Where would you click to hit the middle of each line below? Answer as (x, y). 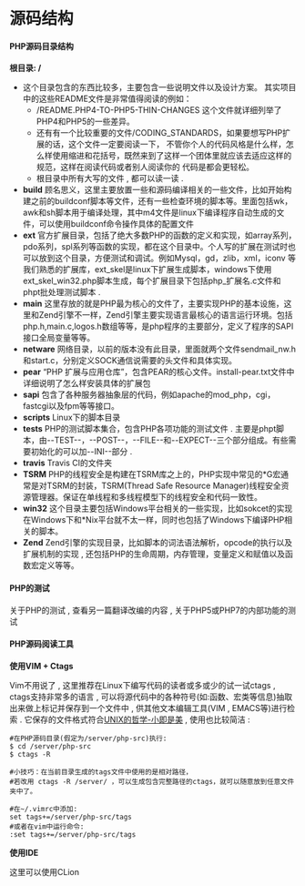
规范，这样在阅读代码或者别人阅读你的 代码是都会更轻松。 (145, 167)
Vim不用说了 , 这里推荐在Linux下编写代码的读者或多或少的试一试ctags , (142, 685)
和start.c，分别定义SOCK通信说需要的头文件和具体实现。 (130, 361)
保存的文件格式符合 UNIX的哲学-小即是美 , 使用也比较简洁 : (141, 719)
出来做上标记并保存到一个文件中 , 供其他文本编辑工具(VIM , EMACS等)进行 (148, 708)
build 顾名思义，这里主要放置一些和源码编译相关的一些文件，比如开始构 (157, 190)
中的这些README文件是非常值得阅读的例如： (107, 99)
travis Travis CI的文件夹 (67, 463)
